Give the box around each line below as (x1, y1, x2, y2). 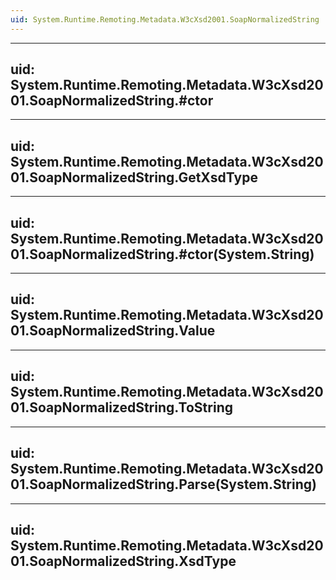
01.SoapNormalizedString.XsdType (10, 552, 237, 570)
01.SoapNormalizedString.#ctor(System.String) (10, 246, 315, 263)
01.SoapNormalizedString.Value (10, 322, 216, 340)
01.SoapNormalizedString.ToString (10, 399, 233, 416)
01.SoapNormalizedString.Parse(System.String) (10, 476, 317, 493)
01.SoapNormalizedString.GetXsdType (10, 169, 258, 186)
